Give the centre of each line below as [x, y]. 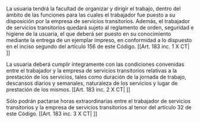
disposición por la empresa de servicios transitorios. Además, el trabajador [98, 21]
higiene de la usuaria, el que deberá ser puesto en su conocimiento [89, 34]
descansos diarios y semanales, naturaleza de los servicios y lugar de [92, 83]
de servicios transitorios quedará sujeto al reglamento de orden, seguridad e [100, 27]
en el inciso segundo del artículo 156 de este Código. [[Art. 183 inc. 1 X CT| [98, 46]
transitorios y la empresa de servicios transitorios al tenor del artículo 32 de [99, 107]
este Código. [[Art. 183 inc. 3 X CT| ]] [52, 113]
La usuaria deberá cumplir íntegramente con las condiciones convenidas [95, 64]
